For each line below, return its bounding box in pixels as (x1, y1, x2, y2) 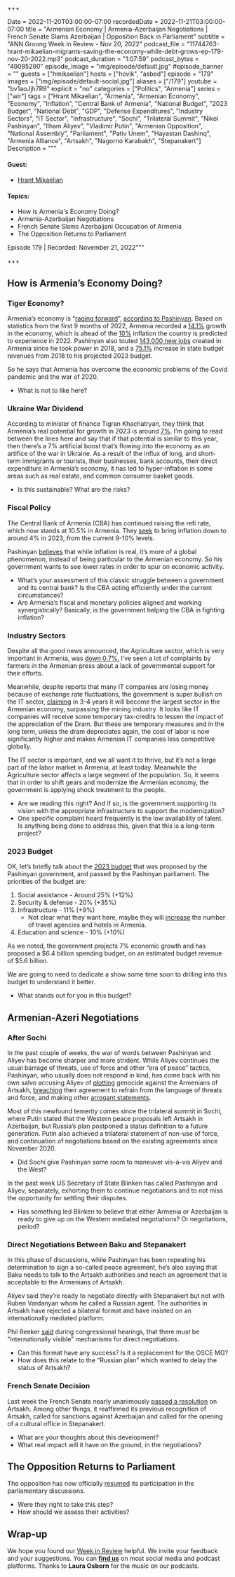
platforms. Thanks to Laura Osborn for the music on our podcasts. (7, 1562, 200, 1570)
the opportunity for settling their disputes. (7, 1193, 128, 1202)
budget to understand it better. (7, 978, 96, 986)
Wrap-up (7, 1528, 48, 1540)
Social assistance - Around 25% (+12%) (17, 891, 133, 899)
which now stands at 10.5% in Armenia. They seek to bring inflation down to (7, 526, 227, 535)
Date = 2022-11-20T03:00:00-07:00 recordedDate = (7, 18, 159, 25)
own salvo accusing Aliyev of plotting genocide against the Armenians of (7, 1078, 218, 1087)
